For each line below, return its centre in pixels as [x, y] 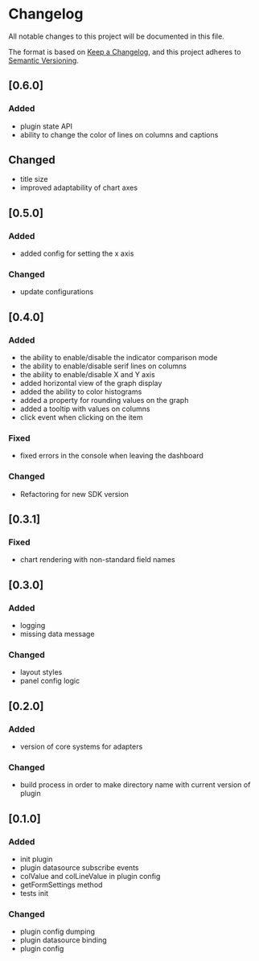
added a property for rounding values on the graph [104, 400]
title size [34, 179]
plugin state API [46, 126]
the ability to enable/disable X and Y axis [87, 375]
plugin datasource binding [63, 940]
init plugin [36, 859]
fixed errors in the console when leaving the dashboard [111, 456]
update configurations [57, 292]
